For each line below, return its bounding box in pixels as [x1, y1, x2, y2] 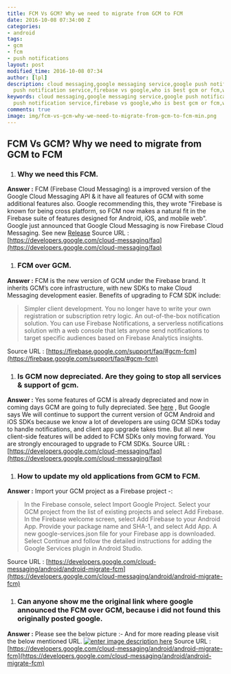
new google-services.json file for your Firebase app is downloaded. [23, 529, 216, 538]
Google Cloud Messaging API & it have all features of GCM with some [7, 192, 204, 200]
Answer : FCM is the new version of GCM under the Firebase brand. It [7, 276, 206, 284]
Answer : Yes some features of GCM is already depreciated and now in [7, 395, 209, 403]
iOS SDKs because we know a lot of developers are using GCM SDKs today [7, 417, 221, 425]
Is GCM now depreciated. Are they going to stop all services [16, 371, 221, 381]
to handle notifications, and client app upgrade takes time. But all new [7, 425, 205, 433]
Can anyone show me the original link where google [16, 597, 194, 607]
